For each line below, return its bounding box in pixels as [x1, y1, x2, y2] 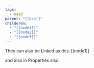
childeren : [5, 21, 27, 26]
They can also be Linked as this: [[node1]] [5, 47, 90, 54]
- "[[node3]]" [9, 35, 38, 40]
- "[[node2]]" [9, 30, 38, 35]
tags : [5, 7, 16, 12]
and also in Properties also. [5, 57, 60, 63]
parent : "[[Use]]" [5, 16, 43, 21]
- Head [9, 12, 23, 17]
